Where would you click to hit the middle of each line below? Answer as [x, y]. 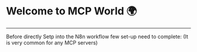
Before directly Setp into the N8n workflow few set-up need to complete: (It [97, 36]
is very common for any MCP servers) [52, 42]
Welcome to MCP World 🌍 [72, 11]
